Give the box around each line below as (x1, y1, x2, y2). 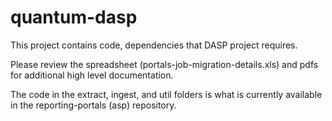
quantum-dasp (10, 6, 138, 29)
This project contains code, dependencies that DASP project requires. (10, 39, 298, 51)
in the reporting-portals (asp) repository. (10, 99, 177, 111)
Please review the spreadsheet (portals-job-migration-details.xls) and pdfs (10, 58, 319, 70)
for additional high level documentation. (10, 69, 174, 81)
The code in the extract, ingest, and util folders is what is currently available (10, 88, 323, 100)
